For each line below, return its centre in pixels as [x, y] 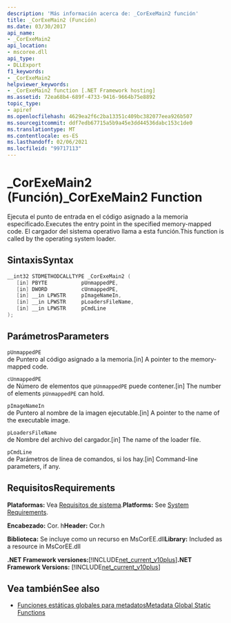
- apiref [20, 110]
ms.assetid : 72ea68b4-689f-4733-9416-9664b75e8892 [81, 97]
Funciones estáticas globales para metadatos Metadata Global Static [114, 605]
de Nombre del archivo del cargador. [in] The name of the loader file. [104, 439]
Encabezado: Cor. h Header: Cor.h [56, 526]
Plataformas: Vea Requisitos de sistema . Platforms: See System [98, 505]
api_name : [21, 33]
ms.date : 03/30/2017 [37, 26]
